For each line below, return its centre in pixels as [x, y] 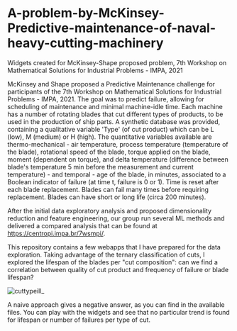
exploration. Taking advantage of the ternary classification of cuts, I [106, 254]
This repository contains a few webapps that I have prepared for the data [114, 247]
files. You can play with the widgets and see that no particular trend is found [119, 312]
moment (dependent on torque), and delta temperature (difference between [118, 159]
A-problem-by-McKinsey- [86, 13]
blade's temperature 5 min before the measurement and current [100, 167]
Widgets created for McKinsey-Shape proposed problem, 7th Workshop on [117, 62]
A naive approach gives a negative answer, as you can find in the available [116, 304]
